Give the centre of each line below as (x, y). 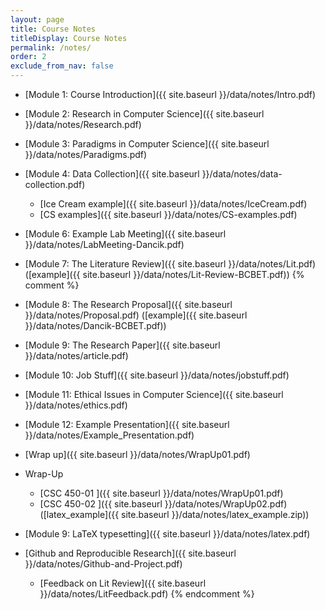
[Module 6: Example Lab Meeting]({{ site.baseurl (125, 234)
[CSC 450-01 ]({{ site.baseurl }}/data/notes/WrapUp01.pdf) (161, 493)
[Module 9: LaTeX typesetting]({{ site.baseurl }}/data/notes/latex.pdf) (167, 534)
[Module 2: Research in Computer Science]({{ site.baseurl (144, 114)
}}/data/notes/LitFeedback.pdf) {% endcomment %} (147, 594)
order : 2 (28, 57)
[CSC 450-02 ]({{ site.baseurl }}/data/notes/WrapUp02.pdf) (163, 504)
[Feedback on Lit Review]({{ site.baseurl (123, 583)
